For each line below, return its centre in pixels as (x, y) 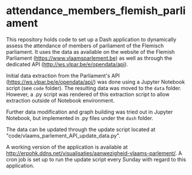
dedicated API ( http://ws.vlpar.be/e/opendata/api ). (67, 64)
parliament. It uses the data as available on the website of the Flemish (90, 52)
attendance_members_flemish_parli (96, 11)
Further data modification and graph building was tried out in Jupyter (90, 112)
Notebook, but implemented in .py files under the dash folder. (80, 118)
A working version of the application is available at (67, 147)
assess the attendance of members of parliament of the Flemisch (85, 46)
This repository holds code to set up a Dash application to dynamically (91, 39)
